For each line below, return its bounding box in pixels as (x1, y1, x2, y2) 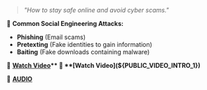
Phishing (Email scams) (16, 33, 86, 41)
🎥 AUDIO (6, 75, 33, 83)
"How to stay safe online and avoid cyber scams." (23, 6, 169, 14)
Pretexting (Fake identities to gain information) (16, 40, 152, 48)
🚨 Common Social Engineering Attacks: (6, 20, 124, 27)
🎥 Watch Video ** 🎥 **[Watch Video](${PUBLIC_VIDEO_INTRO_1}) (6, 61, 201, 69)
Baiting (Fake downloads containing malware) (16, 48, 150, 56)
